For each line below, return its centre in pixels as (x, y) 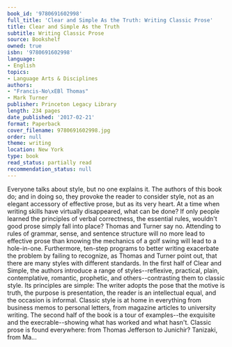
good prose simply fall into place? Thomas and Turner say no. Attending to (114, 226)
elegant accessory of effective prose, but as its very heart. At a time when (114, 203)
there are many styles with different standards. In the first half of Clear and (114, 263)
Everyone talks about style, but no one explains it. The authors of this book (115, 189)
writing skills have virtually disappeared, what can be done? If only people (114, 211)
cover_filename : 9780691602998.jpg (59, 130)
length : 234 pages (34, 111)
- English (22, 65)
